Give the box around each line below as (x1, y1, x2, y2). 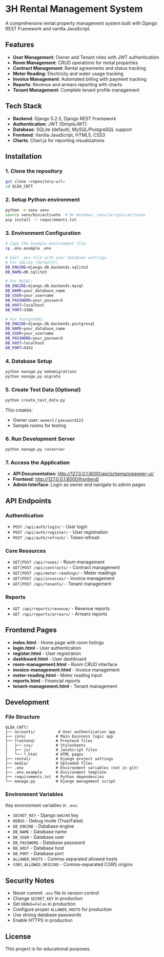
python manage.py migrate (5, 373, 60, 379)
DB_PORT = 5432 (5, 345, 33, 350)
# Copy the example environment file (5, 241, 86, 247)
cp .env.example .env (5, 246, 52, 251)
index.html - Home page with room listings (12, 639, 104, 645)
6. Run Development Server (5, 435, 75, 442)
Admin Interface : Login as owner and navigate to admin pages (12, 481, 146, 488)
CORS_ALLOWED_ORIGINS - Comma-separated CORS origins (12, 861, 133, 868)
